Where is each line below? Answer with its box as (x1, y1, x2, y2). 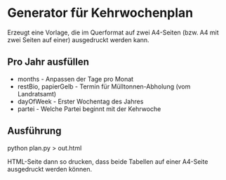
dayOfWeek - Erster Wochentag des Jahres (17, 97, 144, 105)
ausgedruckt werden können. (7, 165, 93, 173)
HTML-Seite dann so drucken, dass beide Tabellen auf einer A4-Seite (7, 157, 208, 166)
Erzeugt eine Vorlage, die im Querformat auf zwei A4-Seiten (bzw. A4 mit (7, 28, 219, 37)
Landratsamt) (17, 89, 57, 98)
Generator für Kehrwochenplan (7, 5, 194, 21)
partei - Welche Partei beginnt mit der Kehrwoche (17, 104, 161, 113)
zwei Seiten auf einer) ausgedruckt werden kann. (7, 35, 149, 44)
